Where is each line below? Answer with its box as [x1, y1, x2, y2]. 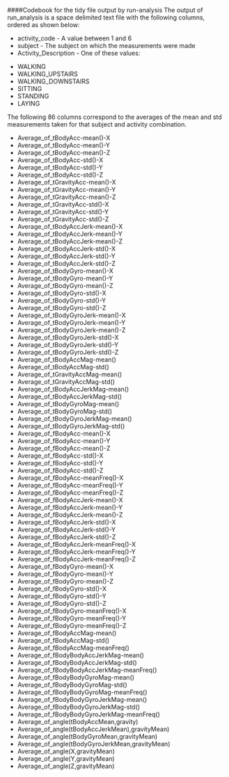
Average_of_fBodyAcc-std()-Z [17, 466, 104, 474]
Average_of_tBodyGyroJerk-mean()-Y [17, 319, 126, 326]
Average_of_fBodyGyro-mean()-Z [17, 577, 113, 585]
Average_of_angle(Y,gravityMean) [17, 755, 115, 762]
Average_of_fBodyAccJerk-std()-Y [17, 525, 116, 534]
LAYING [17, 99, 40, 107]
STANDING [17, 92, 49, 100]
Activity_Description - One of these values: [17, 49, 141, 57]
